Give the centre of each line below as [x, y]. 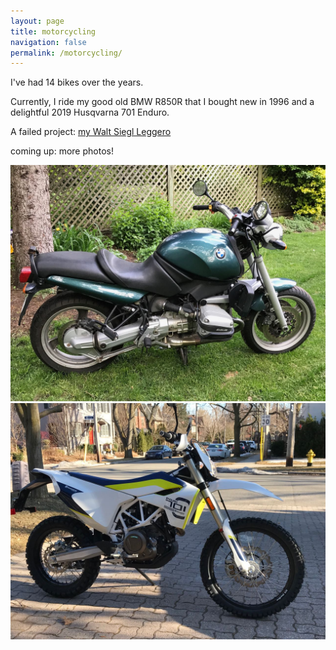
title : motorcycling [53, 31]
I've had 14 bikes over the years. [77, 82]
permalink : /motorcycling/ [66, 53]
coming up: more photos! [62, 151]
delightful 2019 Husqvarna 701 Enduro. [90, 112]
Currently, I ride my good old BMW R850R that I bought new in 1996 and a [162, 102]
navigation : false [48, 42]
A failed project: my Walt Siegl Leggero [91, 132]
